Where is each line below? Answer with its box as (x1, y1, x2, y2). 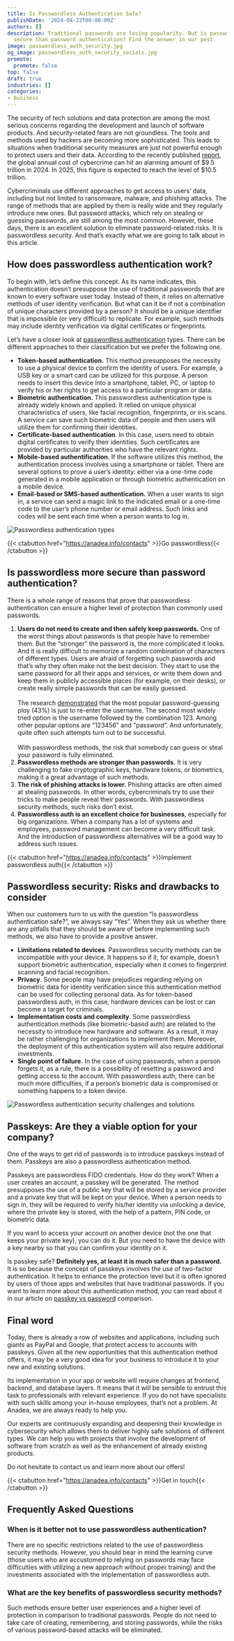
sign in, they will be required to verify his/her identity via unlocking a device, (7, 1201, 226, 1209)
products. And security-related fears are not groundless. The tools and (7, 128, 210, 137)
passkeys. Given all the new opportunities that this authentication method (7, 1348, 218, 1356)
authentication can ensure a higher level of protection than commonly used (7, 603, 223, 611)
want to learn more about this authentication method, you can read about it (7, 1287, 223, 1295)
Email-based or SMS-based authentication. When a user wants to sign (17, 489, 224, 498)
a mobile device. (17, 482, 65, 491)
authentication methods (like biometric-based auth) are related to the (17, 1020, 216, 1028)
